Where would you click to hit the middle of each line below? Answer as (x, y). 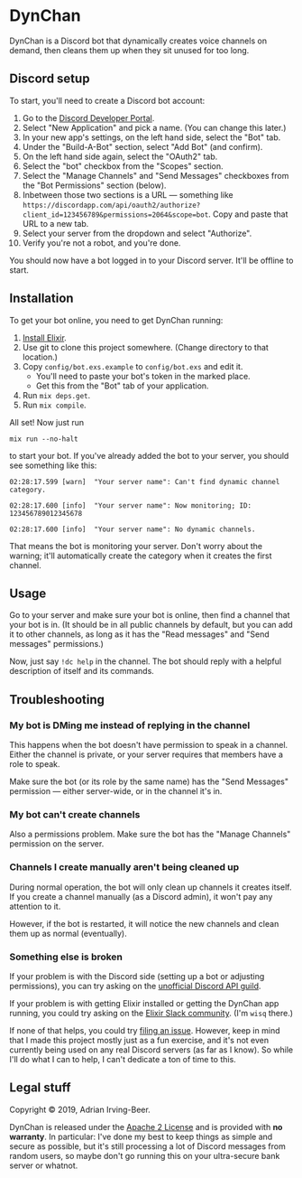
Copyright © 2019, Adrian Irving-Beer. (80, 1109)
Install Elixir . (45, 337)
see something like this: (53, 465)
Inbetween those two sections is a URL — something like (128, 194)
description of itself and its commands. (82, 671)
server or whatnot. (44, 1165)
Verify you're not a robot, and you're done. (101, 243)
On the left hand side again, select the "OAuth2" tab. (120, 156)
